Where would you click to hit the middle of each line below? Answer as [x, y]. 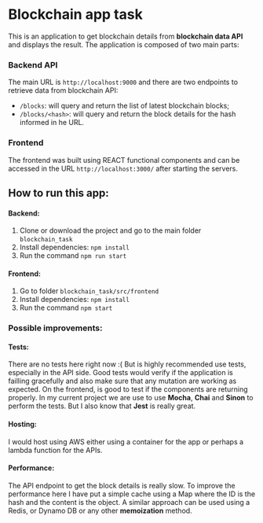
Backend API [33, 64]
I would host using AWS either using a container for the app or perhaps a [126, 441]
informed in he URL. [52, 123]
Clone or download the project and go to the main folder [110, 230]
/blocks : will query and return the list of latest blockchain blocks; [124, 106]
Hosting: [23, 424]
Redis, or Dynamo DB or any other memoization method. [100, 510]
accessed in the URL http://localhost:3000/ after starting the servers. [123, 168]
